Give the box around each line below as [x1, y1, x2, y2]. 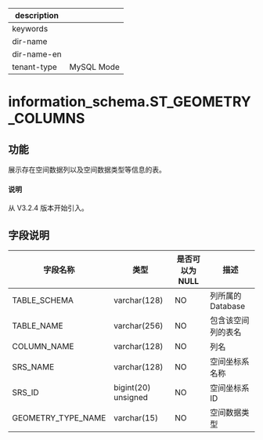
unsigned [113, 392, 149, 403]
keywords [12, 24, 49, 34]
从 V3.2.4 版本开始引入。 [8, 203, 88, 213]
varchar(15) [113, 413, 159, 424]
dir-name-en [12, 49, 63, 60]
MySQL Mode [69, 62, 120, 72]
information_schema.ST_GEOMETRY [8, 93, 252, 111]
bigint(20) [113, 382, 151, 393]
